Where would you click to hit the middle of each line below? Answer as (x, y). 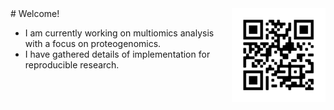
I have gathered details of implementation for (117, 54)
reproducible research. (72, 65)
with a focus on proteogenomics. (93, 43)
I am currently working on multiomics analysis (119, 33)
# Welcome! (35, 13)
